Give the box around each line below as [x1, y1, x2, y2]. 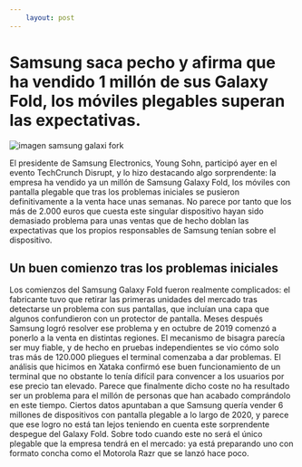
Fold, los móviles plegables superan [9, 91, 286, 111]
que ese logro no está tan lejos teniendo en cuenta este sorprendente [9, 419, 270, 430]
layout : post [25, 13, 75, 23]
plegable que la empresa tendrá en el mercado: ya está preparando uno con [9, 438, 294, 449]
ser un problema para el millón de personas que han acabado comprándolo [9, 390, 291, 401]
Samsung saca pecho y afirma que [9, 52, 277, 72]
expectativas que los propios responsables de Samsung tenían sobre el [9, 224, 277, 235]
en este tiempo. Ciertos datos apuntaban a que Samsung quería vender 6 [9, 400, 284, 411]
